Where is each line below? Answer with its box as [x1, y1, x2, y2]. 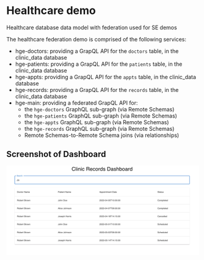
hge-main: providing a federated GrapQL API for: [15, 99, 138, 107]
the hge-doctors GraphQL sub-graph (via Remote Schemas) [24, 105, 175, 113]
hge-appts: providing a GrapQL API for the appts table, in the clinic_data [15, 73, 197, 80]
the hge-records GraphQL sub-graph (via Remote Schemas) [24, 125, 175, 132]
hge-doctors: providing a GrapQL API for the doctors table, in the [15, 47, 179, 55]
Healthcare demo [6, 4, 96, 18]
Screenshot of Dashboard [6, 149, 106, 160]
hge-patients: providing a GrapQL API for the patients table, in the [15, 60, 183, 68]
